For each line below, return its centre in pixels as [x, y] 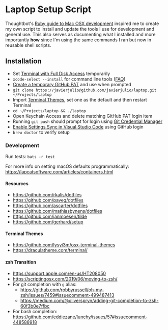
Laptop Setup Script [48, 9]
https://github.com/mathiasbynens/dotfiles [58, 211]
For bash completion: [35, 311]
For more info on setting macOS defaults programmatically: [67, 166]
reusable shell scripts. [28, 45]
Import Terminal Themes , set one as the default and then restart [80, 99]
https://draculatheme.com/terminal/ [50, 250]
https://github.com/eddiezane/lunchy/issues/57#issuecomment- [80, 317]
